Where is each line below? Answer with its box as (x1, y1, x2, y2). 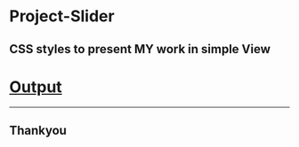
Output (9, 77, 62, 97)
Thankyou (9, 122, 67, 138)
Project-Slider (9, 6, 115, 27)
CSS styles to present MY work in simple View (9, 42, 271, 57)
